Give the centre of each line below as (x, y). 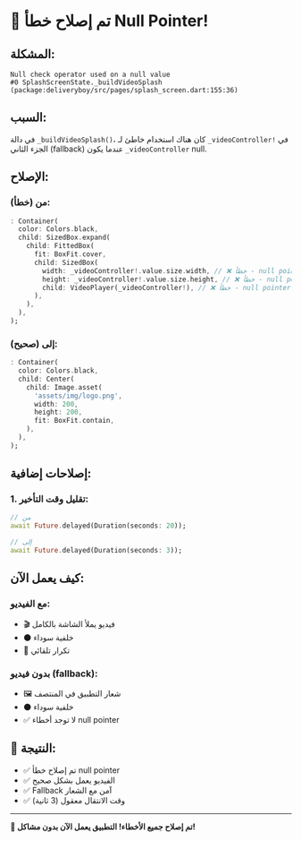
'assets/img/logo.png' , (78, 396)
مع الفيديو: (30, 604)
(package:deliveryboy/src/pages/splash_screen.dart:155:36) (125, 90)
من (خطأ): (30, 202)
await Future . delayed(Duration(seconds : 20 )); (98, 526)
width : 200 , (56, 404)
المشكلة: (33, 54)
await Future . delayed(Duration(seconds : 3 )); (96, 551)
